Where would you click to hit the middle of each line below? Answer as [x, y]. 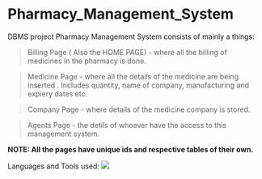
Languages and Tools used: [54, 166]
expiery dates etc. [57, 93]
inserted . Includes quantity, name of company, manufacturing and [138, 85]
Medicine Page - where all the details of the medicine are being [133, 76]
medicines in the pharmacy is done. [87, 61]
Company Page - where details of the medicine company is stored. [139, 109]
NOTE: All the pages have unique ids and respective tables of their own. [131, 149]
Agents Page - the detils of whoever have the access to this [127, 125]
